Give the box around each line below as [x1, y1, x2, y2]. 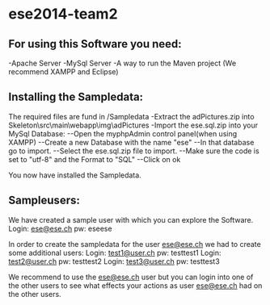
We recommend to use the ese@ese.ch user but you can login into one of [8, 272, 254, 282]
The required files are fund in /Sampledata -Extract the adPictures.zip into [8, 111, 255, 121]
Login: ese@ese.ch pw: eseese [8, 224, 112, 233]
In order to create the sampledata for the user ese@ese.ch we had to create [8, 239, 261, 249]
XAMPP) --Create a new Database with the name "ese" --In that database [8, 137, 255, 147]
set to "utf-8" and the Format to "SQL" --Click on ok [8, 154, 181, 164]
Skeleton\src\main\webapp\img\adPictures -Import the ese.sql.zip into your [8, 120, 259, 130]
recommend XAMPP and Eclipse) [8, 67, 119, 77]
